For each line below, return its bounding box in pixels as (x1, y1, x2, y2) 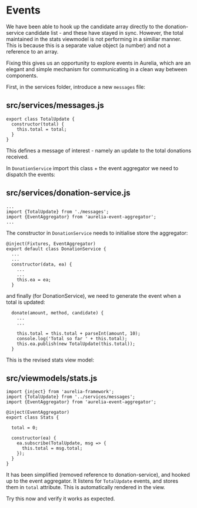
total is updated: (6, 298, 45, 306)
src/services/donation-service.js (6, 188, 131, 198)
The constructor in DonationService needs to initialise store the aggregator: (6, 229, 188, 236)
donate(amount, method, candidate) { (11, 310, 104, 316)
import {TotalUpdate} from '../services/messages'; (6, 394, 135, 400)
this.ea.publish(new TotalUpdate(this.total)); (16, 341, 135, 347)
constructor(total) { (11, 121, 65, 127)
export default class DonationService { (6, 245, 107, 252)
